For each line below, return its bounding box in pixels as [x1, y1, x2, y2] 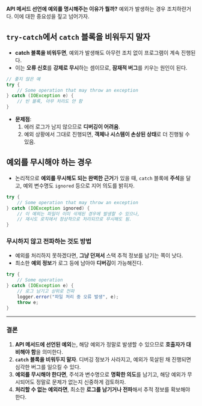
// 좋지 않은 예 [6, 76, 41, 82]
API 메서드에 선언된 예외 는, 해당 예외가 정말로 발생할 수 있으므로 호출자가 [14, 341, 185, 348]
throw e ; [17, 299, 39, 305]
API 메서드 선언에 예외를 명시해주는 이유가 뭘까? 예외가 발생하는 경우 [6, 5, 166, 12]
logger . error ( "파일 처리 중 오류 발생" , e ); [17, 294, 119, 300]
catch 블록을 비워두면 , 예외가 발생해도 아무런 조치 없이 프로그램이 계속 [14, 49, 180, 56]
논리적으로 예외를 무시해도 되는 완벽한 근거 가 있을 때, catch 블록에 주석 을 [14, 174, 185, 181]
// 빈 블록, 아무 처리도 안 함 [17, 98, 83, 105]
